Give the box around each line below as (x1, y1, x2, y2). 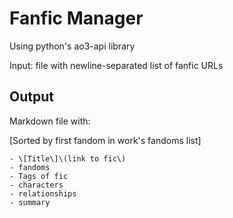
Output (9, 88, 54, 106)
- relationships (9, 188, 77, 199)
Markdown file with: (9, 115, 91, 127)
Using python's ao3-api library (9, 40, 136, 52)
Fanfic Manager (9, 7, 144, 30)
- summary (9, 197, 51, 207)
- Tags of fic (9, 171, 69, 181)
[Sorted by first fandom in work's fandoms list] (9, 134, 202, 146)
